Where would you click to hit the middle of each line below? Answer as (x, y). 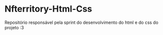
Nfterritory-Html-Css (48, 9)
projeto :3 (14, 27)
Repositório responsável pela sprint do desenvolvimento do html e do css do (81, 22)
